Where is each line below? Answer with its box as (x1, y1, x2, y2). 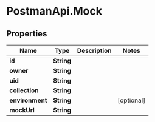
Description (77, 47, 112, 55)
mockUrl (9, 106, 35, 114)
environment (9, 96, 47, 104)
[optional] (117, 96, 146, 104)
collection (9, 86, 39, 95)
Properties (6, 29, 47, 39)
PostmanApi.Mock (6, 4, 102, 18)
